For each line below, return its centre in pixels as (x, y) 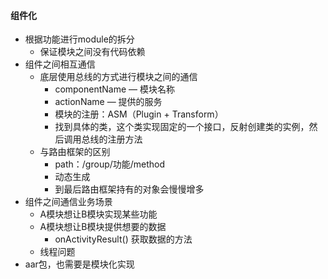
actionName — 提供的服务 (108, 102)
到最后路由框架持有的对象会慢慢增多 (129, 189)
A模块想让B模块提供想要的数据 (103, 227)
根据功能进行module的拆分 (79, 39)
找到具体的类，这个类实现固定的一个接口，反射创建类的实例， (182, 127)
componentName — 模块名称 (115, 89)
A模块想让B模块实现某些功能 (98, 214)
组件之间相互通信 (60, 64)
